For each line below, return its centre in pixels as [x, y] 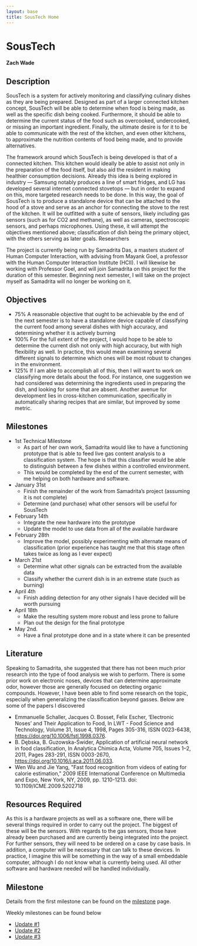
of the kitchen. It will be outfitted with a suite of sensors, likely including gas [98, 213]
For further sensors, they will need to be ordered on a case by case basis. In [98, 843]
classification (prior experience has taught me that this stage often [104, 547]
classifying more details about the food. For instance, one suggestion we [103, 377]
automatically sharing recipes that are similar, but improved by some [97, 402]
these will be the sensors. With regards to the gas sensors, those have [91, 831]
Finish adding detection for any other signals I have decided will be [104, 597]
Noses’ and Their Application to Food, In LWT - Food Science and [94, 723]
